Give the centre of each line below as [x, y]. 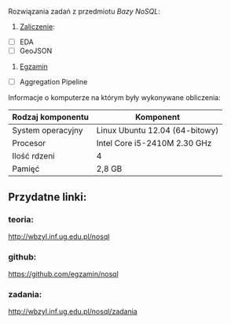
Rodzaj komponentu [50, 117]
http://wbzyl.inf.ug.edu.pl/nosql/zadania [73, 311]
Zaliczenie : [37, 26]
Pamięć [26, 169]
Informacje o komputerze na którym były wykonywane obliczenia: [115, 98]
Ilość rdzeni [33, 156]
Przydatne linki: [48, 197]
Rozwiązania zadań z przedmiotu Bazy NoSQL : [84, 11]
